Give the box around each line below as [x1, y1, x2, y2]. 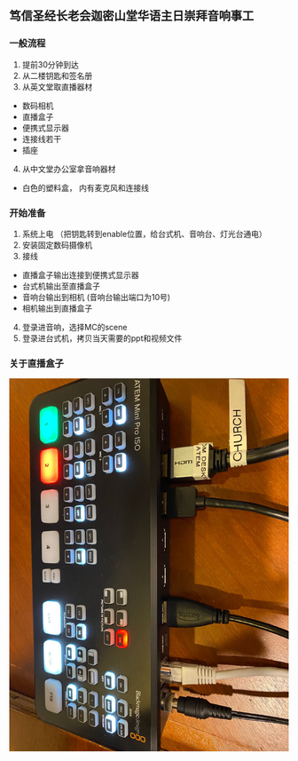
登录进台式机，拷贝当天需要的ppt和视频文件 [21, 332, 183, 344]
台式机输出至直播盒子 [21, 281, 100, 291]
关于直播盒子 [9, 357, 65, 369]
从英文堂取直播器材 [21, 81, 93, 91]
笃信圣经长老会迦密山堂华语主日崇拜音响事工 [9, 8, 255, 24]
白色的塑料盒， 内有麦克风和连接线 [21, 182, 149, 193]
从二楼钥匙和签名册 [21, 70, 93, 81]
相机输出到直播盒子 [21, 303, 93, 313]
